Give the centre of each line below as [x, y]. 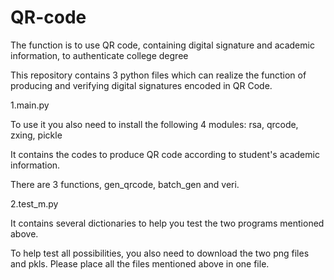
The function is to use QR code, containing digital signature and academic [162, 45]
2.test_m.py [34, 203]
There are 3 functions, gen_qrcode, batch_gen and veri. [125, 184]
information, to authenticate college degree [99, 55]
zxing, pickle [36, 135]
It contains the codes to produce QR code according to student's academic [165, 154]
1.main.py [30, 105]
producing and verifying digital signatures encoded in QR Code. [141, 85]
